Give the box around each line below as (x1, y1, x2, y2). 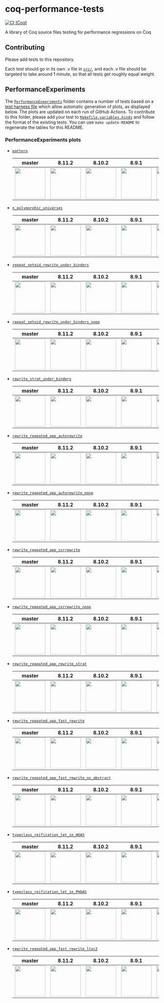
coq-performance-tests (5, 3, 104, 15)
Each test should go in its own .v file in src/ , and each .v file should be (5, 66, 146, 72)
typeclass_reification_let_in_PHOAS (12, 889, 87, 894)
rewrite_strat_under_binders (12, 376, 72, 381)
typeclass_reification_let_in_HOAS (12, 832, 85, 837)
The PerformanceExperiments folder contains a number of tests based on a (5, 98, 154, 104)
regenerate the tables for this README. (5, 124, 84, 130)
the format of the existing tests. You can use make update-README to (5, 119, 140, 125)
